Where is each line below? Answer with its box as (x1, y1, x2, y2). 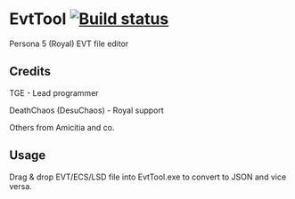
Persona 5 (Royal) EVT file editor (9, 38, 129, 49)
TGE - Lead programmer (9, 87, 100, 98)
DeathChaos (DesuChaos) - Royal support (9, 105, 165, 115)
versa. (9, 180, 33, 191)
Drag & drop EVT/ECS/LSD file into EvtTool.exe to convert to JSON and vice (9, 171, 287, 182)
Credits (9, 64, 52, 79)
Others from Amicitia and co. (9, 122, 115, 132)
